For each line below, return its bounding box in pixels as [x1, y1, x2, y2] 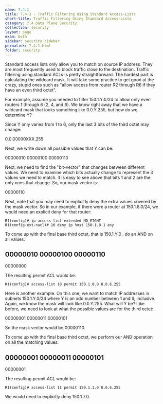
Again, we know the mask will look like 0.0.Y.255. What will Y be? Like [5, 301, 145, 307]
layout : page [5, 30, 32, 35]
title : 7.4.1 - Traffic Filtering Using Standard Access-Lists [5, 12, 136, 17]
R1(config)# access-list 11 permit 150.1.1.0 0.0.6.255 [5, 385, 121, 390]
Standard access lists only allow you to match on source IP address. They [5, 61, 153, 67]
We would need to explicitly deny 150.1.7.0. [5, 394, 90, 400]
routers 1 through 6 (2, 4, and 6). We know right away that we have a [5, 102, 143, 107]
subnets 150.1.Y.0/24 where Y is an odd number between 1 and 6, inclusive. [5, 296, 156, 301]
